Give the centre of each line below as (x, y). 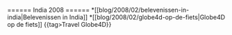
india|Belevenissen (34, 17)
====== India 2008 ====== (49, 10)
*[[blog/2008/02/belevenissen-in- (140, 10)
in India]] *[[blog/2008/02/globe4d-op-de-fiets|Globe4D (144, 17)
